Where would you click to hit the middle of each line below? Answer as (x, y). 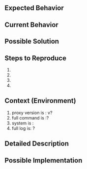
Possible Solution (32, 41)
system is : (23, 123)
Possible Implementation (43, 160)
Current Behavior (31, 25)
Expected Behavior (34, 8)
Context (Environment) (41, 101)
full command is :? (30, 118)
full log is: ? (23, 128)
